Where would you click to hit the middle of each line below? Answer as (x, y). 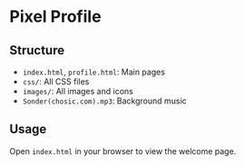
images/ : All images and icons (78, 91)
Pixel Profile (55, 17)
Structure (37, 50)
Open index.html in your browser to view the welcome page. (123, 151)
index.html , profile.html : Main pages (94, 72)
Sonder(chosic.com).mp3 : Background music (105, 101)
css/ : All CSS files (56, 82)
